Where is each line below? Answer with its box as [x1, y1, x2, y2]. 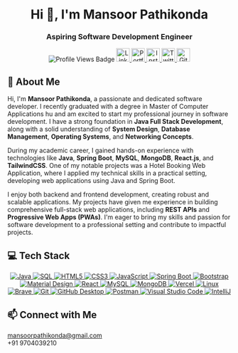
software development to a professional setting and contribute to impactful [7, 221, 227, 229]
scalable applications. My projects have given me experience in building [7, 198, 218, 206]
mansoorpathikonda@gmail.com [7, 331, 103, 339]
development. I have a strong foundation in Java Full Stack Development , [7, 117, 224, 126]
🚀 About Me [7, 75, 60, 88]
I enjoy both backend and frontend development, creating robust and [7, 190, 210, 199]
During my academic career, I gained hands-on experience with [7, 146, 194, 155]
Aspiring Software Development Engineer [45, 32, 193, 42]
